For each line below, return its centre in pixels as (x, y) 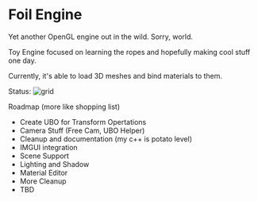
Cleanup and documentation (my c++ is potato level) (106, 139)
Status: (20, 91)
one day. (23, 60)
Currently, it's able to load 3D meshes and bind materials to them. (116, 75)
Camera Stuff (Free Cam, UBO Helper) (82, 130)
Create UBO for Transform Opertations (83, 122)
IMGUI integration (48, 147)
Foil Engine (45, 15)
